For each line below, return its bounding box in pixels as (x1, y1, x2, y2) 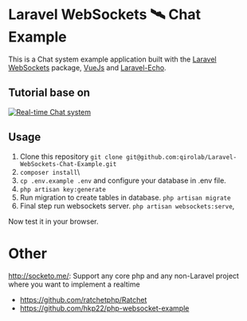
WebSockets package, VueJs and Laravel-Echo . (8, 62, 167, 72)
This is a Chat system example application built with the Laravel (8, 54, 217, 64)
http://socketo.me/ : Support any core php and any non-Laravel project (8, 271, 239, 280)
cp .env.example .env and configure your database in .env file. (19, 176, 227, 185)
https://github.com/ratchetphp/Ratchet (19, 295, 147, 304)
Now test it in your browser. (8, 216, 99, 226)
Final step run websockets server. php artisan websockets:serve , (19, 200, 235, 211)
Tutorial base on (8, 86, 90, 100)
